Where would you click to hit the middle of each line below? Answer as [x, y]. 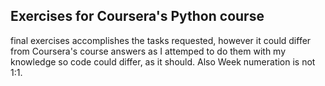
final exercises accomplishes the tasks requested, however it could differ [161, 40]
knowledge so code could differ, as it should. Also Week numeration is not [163, 61]
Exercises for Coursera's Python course [137, 16]
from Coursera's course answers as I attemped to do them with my [148, 51]
